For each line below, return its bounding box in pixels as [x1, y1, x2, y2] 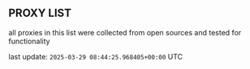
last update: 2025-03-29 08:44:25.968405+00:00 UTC [8, 51, 183, 61]
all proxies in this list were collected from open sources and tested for [8, 27, 242, 37]
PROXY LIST [8, 6, 71, 20]
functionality [8, 36, 50, 46]
